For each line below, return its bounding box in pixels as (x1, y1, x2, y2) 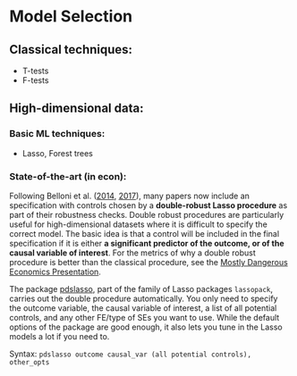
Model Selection (9, 6, 133, 27)
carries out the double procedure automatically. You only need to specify (9, 293, 278, 304)
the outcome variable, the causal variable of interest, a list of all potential (9, 302, 277, 313)
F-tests (21, 75, 49, 86)
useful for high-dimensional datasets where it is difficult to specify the (9, 219, 268, 230)
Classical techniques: (9, 42, 132, 57)
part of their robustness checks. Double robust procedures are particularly (9, 209, 284, 220)
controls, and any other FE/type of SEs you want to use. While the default (9, 312, 280, 322)
